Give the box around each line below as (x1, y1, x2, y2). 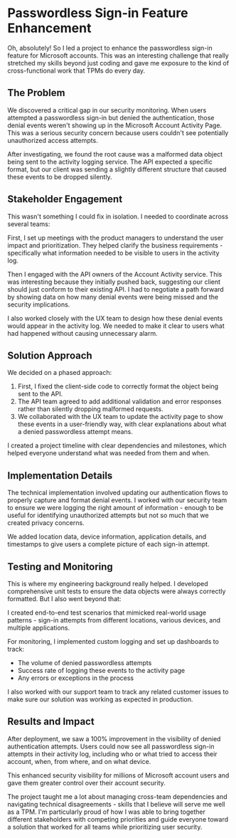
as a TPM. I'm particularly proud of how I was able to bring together (7, 807, 206, 816)
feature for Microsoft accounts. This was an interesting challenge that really (7, 51, 229, 60)
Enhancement (7, 20, 92, 36)
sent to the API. (17, 390, 63, 398)
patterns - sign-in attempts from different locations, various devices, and (7, 616, 221, 624)
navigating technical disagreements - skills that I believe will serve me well (7, 800, 225, 808)
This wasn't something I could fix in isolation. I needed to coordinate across (7, 212, 229, 221)
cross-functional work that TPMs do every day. (7, 66, 146, 75)
